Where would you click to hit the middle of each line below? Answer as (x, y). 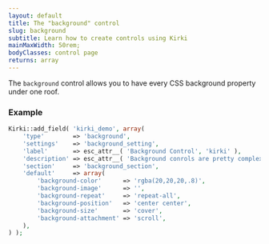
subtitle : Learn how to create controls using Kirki (98, 38)
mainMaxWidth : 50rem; (44, 46)
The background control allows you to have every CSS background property (132, 83)
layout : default (35, 16)
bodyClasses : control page (53, 53)
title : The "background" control (64, 23)
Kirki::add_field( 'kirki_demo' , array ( (77, 129)
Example (26, 112)
